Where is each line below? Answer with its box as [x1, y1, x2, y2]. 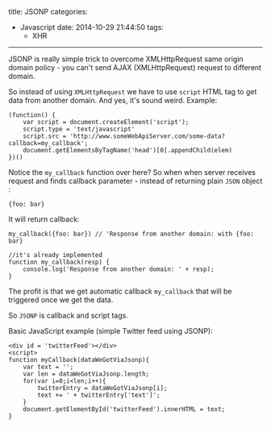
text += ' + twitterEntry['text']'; [37, 391, 161, 399]
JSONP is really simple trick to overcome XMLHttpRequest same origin [8, 54, 244, 64]
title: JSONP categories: [8, 7, 89, 16]
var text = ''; [23, 363, 74, 371]
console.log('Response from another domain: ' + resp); [23, 265, 215, 273]
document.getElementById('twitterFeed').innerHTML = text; [23, 405, 226, 413]
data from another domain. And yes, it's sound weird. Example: [8, 96, 218, 105]
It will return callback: [8, 214, 80, 224]
